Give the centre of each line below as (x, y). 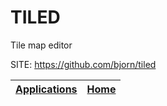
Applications (46, 89)
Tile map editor (41, 45)
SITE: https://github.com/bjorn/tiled (83, 64)
